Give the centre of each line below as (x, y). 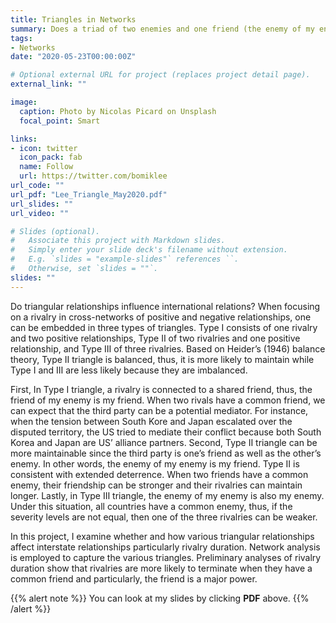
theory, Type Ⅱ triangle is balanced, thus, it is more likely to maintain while (162, 359)
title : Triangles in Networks (73, 19)
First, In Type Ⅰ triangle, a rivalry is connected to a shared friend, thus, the (161, 389)
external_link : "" (48, 84)
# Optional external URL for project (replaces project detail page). (160, 75)
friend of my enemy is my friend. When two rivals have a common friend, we (168, 400)
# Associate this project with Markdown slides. (118, 241)
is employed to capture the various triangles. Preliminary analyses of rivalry (166, 557)
